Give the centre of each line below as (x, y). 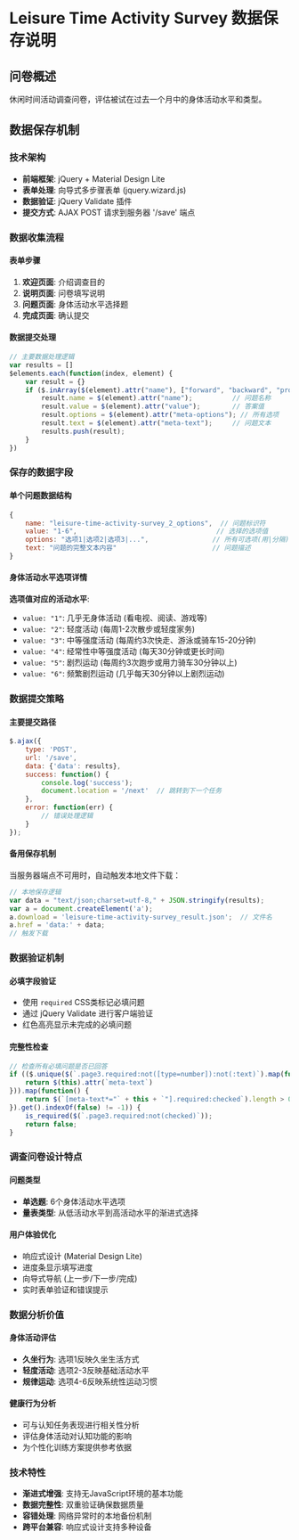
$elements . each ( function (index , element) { (91, 373)
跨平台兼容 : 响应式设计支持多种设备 (87, 1527)
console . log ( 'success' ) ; (87, 782)
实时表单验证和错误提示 (65, 1290)
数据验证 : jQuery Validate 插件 (77, 201)
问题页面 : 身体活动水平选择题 (75, 304)
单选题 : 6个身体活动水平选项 (74, 1201)
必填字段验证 (32, 980)
